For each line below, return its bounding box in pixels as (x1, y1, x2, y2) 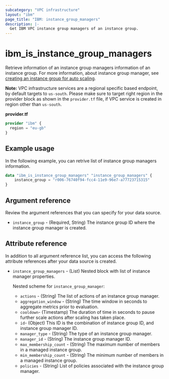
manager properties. (12, 273, 55, 279)
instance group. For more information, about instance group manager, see (5, 70, 159, 76)
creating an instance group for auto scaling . (5, 75, 96, 81)
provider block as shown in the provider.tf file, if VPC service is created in (5, 96, 162, 102)
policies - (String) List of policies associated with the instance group (20, 362, 164, 369)
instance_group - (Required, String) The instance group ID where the (12, 219, 155, 225)
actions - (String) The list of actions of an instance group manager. (20, 293, 160, 299)
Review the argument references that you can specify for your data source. (5, 209, 161, 215)
